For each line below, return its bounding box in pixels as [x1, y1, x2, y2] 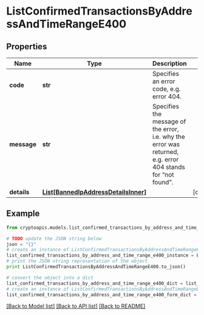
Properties [6, 41, 47, 52]
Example [6, 208, 40, 219]
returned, [152, 147, 179, 156]
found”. [152, 178, 174, 186]
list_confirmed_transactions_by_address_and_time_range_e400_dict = [6, 280, 183, 286]
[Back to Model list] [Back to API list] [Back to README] [6, 302, 146, 310]
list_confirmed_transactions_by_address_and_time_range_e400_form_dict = [6, 291, 197, 298]
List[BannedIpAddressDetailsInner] [42, 188, 147, 196]
